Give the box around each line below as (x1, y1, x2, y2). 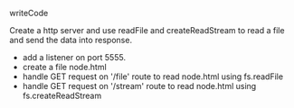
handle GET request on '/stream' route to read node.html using (22, 81, 257, 91)
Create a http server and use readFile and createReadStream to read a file (9, 25, 285, 35)
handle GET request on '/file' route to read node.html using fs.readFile (22, 71, 283, 82)
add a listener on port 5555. (22, 52, 127, 62)
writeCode (9, 8, 49, 18)
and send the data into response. (9, 35, 133, 45)
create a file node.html (22, 62, 107, 72)
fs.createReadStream (22, 90, 102, 101)
